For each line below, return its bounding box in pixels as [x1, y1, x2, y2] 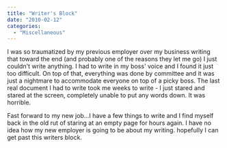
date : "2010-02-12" [7, 16, 63, 23]
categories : [7, 23, 41, 29]
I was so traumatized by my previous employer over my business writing [7, 48, 211, 56]
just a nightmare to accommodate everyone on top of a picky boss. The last [7, 76, 220, 85]
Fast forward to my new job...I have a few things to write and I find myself [7, 112, 214, 120]
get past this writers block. [7, 134, 82, 142]
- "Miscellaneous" [13, 29, 66, 36]
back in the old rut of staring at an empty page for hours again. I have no [7, 119, 212, 127]
